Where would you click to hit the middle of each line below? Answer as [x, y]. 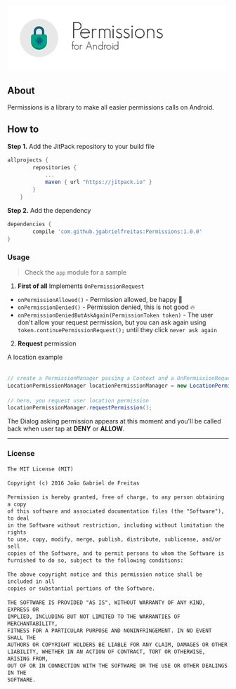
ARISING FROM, [28, 659]
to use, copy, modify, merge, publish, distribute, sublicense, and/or [114, 539]
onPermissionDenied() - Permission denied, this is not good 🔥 [106, 307]
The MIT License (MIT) [40, 469]
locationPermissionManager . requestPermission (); [80, 408]
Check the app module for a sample [76, 273]
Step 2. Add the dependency [49, 211]
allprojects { [28, 160]
